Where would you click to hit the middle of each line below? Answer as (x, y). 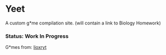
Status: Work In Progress (37, 36)
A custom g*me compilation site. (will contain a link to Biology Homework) (83, 23)
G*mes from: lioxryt (26, 47)
